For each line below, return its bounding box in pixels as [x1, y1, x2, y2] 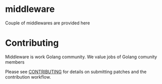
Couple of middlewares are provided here [5, 20, 90, 26]
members [5, 59, 25, 65]
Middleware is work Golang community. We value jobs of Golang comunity [5, 54, 158, 60]
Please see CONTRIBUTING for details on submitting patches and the [5, 69, 147, 75]
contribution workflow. [5, 74, 51, 80]
